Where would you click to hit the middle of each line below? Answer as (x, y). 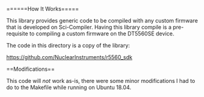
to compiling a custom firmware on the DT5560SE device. (102, 34)
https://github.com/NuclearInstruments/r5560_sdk (69, 57)
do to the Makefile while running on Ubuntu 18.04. (69, 87)
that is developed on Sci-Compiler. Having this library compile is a (89, 27)
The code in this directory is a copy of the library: (68, 45)
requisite (17, 34)
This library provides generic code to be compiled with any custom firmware (102, 20)
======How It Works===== (43, 9)
